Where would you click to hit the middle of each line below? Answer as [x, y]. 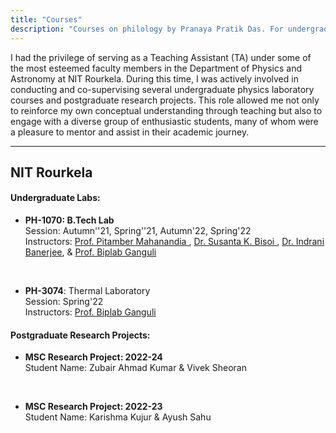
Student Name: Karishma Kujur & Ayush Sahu [118, 417]
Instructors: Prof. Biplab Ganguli [90, 312]
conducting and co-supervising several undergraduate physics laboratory [162, 89]
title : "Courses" [46, 19]
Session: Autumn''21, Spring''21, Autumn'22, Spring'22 [138, 231]
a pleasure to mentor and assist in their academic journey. [130, 132]
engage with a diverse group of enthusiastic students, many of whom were [164, 121]
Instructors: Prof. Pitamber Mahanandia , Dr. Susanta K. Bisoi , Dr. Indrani [174, 242]
